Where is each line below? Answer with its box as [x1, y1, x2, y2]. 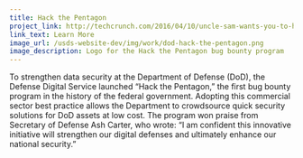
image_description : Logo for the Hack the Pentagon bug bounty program [9, 47, 284, 56]
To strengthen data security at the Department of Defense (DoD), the [9, 71, 266, 82]
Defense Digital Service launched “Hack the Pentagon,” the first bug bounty [9, 81, 291, 92]
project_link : [9, 22, 63, 31]
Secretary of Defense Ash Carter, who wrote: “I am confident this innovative [9, 119, 291, 131]
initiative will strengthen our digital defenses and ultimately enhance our [9, 129, 277, 140]
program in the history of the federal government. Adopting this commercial [9, 91, 291, 102]
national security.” [9, 139, 77, 150]
